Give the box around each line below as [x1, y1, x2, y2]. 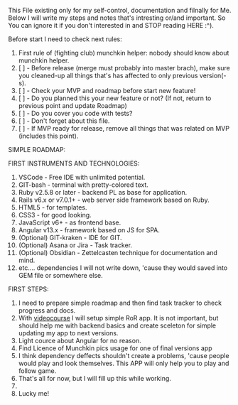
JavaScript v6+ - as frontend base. [18, 218, 121, 227]
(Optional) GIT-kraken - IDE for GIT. [18, 234, 123, 242]
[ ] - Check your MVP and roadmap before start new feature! [18, 87, 196, 94]
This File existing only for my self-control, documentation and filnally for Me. [8, 6, 232, 14]
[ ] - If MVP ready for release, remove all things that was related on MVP [18, 124, 230, 132]
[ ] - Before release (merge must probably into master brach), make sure [18, 64, 230, 72]
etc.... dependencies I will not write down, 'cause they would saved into [18, 264, 228, 272]
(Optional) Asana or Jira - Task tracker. [18, 241, 133, 249]
